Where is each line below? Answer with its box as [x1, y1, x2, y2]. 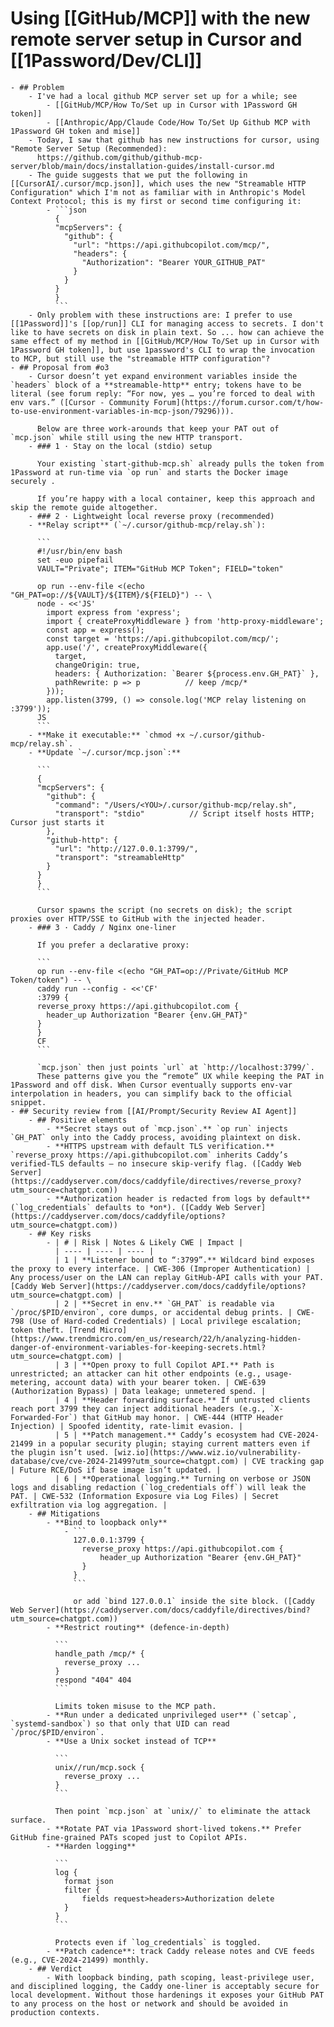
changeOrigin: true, [54, 660, 141, 670]
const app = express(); [46, 625, 145, 635]
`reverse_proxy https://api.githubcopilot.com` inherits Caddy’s [10, 1150, 288, 1160]
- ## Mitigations [28, 1508, 101, 1519]
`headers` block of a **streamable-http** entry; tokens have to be [10, 380, 302, 390]
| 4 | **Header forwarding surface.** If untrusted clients [54, 1395, 311, 1405]
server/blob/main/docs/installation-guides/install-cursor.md [10, 161, 275, 171]
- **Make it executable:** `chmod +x [28, 730, 186, 740]
